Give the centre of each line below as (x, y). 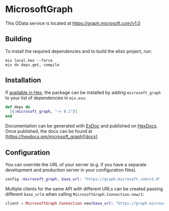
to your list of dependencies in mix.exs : (46, 98)
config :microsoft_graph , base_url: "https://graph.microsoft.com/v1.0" (83, 179)
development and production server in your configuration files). (71, 170)
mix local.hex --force (29, 60)
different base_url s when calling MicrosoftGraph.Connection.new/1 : (75, 194)
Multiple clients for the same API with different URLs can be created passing (84, 189)
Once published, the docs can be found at (49, 131)
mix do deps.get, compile (32, 65)
